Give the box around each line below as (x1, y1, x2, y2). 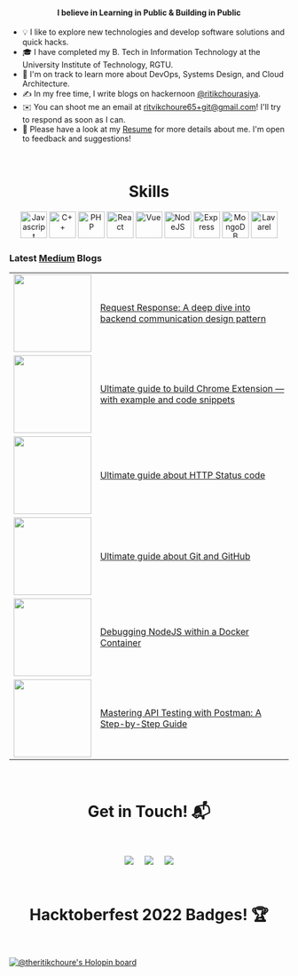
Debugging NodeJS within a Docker (100, 626, 250, 639)
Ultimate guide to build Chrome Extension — (100, 383, 285, 395)
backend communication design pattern (100, 313, 266, 325)
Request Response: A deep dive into (100, 302, 251, 314)
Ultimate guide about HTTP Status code (100, 469, 266, 481)
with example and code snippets (100, 393, 235, 406)
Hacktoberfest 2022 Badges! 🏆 (29, 904, 269, 924)
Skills (128, 182, 170, 202)
